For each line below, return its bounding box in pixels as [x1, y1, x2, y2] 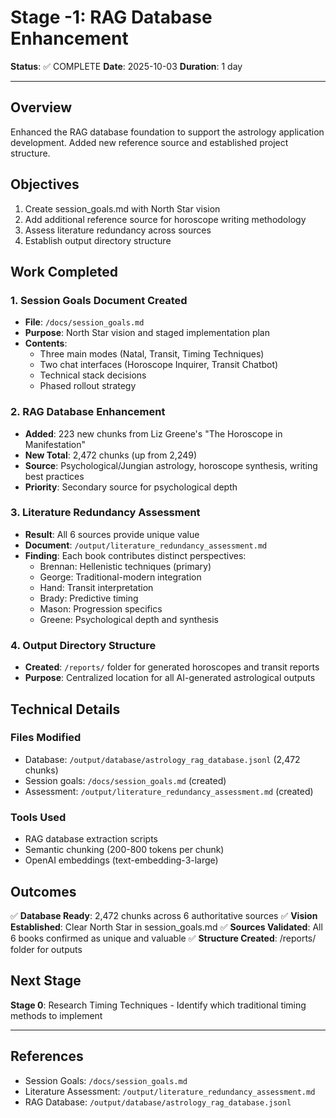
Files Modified [10, 731, 82, 745]
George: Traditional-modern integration [39, 571, 202, 583]
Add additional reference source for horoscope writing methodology [24, 213, 307, 225]
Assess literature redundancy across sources [24, 224, 212, 236]
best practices [24, 470, 85, 482]
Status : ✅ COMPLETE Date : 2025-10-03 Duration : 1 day [10, 60, 243, 72]
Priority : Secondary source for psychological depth [24, 481, 238, 493]
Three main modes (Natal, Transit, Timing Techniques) [39, 348, 265, 360]
